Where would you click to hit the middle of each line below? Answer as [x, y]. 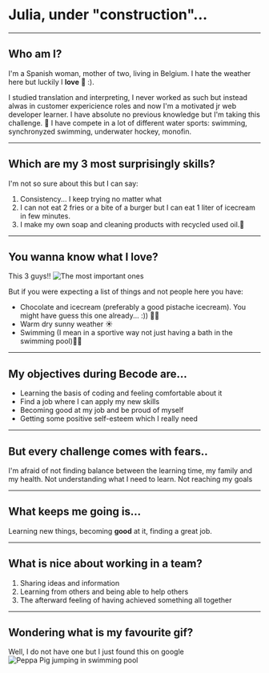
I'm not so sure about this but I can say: [73, 183]
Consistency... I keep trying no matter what [91, 198]
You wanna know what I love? [83, 256]
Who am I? [35, 54]
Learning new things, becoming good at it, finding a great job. [110, 531]
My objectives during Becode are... [98, 374]
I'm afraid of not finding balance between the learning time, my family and [130, 471]
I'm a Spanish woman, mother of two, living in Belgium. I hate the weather [130, 73]
